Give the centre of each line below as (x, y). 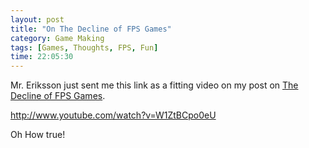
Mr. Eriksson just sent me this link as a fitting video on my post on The (154, 85)
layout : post (37, 19)
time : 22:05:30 (42, 57)
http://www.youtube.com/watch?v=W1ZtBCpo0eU (113, 115)
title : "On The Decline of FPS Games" (91, 29)
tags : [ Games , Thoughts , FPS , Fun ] (84, 47)
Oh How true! (38, 135)
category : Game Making (57, 38)
